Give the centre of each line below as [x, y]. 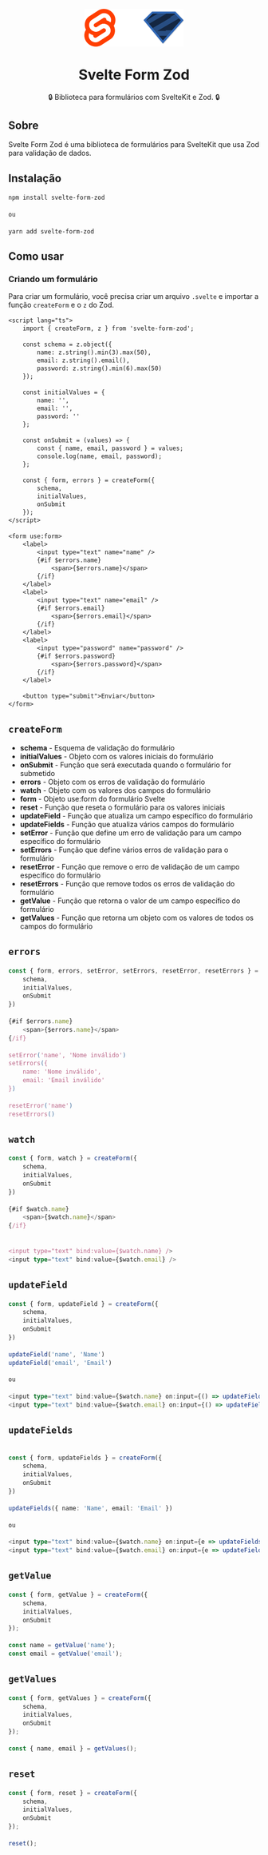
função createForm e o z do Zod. [61, 305]
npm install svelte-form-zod [57, 198]
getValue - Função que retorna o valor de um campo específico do [130, 901]
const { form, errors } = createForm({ [89, 480]
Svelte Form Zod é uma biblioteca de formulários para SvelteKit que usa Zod [134, 145]
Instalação [35, 178]
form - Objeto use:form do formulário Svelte [93, 798]
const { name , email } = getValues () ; [73, 1748]
